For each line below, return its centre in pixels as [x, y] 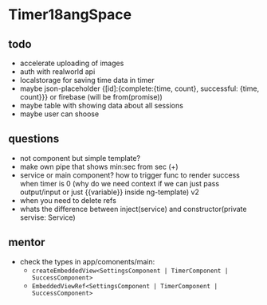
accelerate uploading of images [72, 63]
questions [34, 139]
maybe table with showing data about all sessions [101, 106]
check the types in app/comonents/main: [87, 261]
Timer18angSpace [70, 15]
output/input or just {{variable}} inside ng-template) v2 [109, 192]
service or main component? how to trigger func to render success [130, 175]
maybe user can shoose [59, 114]
